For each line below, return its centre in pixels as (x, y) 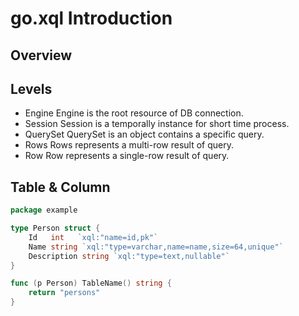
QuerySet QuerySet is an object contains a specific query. (144, 134)
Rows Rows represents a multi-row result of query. (129, 145)
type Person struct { (55, 228)
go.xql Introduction (91, 18)
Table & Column (60, 187)
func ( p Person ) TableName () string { (91, 283)
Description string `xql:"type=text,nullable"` (129, 256)
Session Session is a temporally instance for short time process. (157, 124)
